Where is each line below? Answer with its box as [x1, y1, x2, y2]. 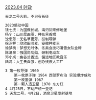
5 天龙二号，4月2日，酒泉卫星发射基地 [5, 91, 72, 96]
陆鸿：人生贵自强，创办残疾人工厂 [5, 59, 64, 64]
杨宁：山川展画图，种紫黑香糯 [5, 32, 56, 37]
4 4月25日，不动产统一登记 [5, 86, 53, 92]
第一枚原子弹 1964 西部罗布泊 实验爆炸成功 [14, 73, 92, 77]
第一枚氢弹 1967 [14, 77, 43, 82]
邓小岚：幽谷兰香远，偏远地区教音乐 [5, 55, 68, 60]
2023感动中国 [5, 23, 29, 28]
